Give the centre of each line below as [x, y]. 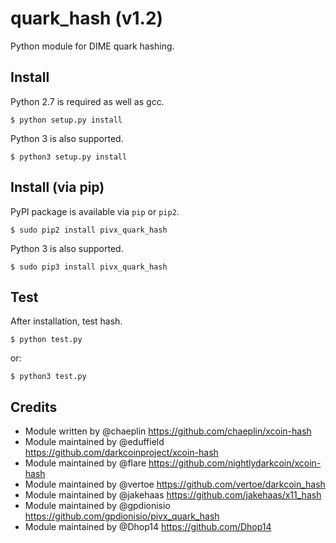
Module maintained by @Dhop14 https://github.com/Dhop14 [148, 527]
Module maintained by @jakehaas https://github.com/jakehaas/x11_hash [173, 495]
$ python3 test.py [48, 377]
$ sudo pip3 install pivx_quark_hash [89, 267]
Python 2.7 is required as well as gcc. [87, 101]
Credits [34, 407]
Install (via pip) [57, 187]
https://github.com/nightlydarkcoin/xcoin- [235, 463]
